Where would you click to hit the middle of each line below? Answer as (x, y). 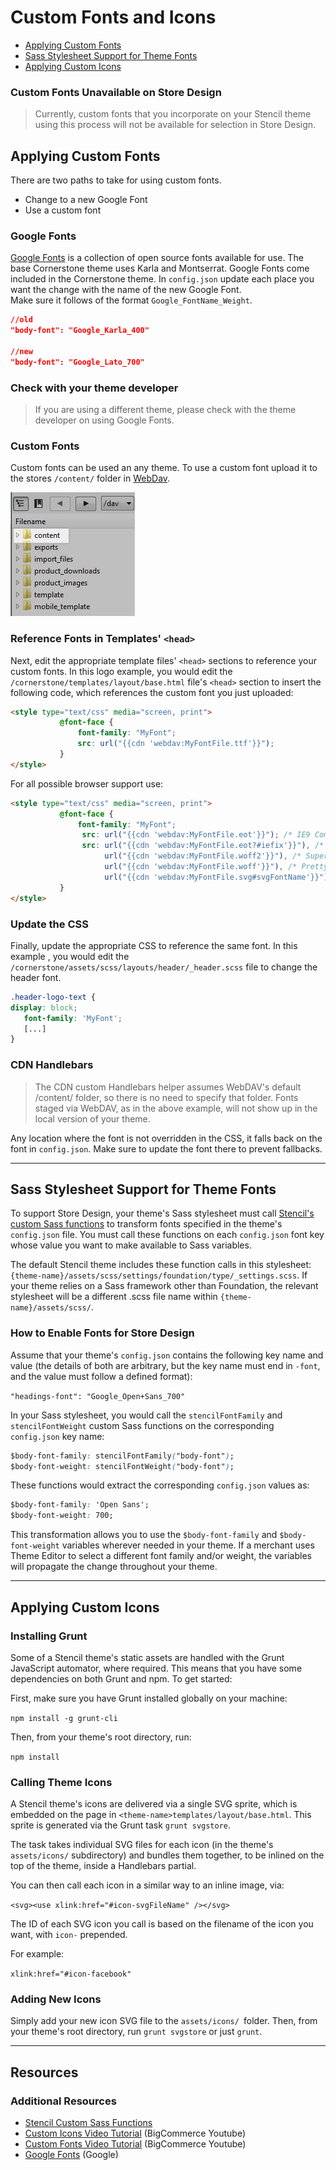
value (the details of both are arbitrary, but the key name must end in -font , (165, 1365)
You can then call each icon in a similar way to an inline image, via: (147, 1885)
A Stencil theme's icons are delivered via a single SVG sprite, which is (154, 1804)
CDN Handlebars (52, 1065)
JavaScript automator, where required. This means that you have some (156, 1668)
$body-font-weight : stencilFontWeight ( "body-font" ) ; (122, 1466)
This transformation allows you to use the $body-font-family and (144, 1535)
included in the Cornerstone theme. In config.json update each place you (162, 279)
